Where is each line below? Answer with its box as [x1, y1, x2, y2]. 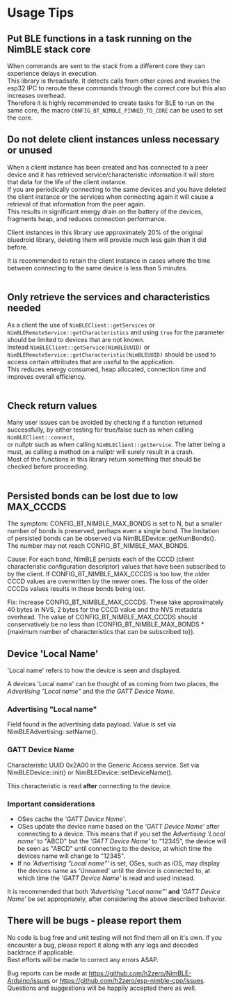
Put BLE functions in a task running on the [7, 33, 193, 44]
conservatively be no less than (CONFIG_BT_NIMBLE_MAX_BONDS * [7, 620, 204, 628]
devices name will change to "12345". [17, 852, 126, 860]
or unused [7, 145, 53, 156]
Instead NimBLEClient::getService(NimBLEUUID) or [7, 343, 150, 351]
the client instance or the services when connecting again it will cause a [7, 193, 214, 201]
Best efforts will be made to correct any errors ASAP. [7, 955, 159, 964]
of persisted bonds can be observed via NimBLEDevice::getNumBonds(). [7, 534, 216, 543]
